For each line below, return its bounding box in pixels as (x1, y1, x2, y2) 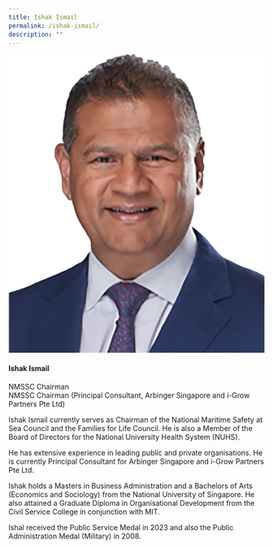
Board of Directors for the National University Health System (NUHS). (8, 432, 240, 442)
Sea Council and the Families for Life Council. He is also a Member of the (8, 423, 253, 433)
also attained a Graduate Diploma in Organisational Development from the (8, 498, 255, 508)
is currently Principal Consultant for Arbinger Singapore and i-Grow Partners (8, 456, 264, 466)
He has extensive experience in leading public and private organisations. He (8, 447, 263, 457)
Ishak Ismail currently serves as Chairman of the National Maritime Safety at (8, 415, 263, 425)
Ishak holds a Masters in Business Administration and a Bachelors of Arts (8, 481, 253, 490)
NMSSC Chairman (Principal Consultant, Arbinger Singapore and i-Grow (8, 390, 250, 400)
